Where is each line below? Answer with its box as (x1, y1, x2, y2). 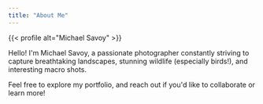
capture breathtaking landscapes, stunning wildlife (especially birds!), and (8, 56, 248, 66)
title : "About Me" (8, 11, 69, 20)
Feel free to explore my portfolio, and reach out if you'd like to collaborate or (8, 80, 256, 89)
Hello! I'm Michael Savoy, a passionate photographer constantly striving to (8, 48, 250, 57)
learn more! (8, 88, 46, 98)
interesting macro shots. (8, 64, 87, 74)
